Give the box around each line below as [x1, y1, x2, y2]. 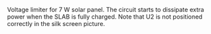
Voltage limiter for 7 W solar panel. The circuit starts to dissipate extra [7, 6, 204, 13]
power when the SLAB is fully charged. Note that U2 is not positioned [7, 13, 203, 21]
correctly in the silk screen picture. [7, 20, 105, 27]
